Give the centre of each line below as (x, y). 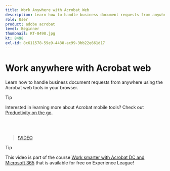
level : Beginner (22, 29)
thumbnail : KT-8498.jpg (30, 33)
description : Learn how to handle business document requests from (78, 15)
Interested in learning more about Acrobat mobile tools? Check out (75, 107)
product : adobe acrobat (30, 24)
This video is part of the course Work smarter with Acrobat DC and (75, 157)
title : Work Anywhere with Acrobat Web (47, 10)
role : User (17, 19)
